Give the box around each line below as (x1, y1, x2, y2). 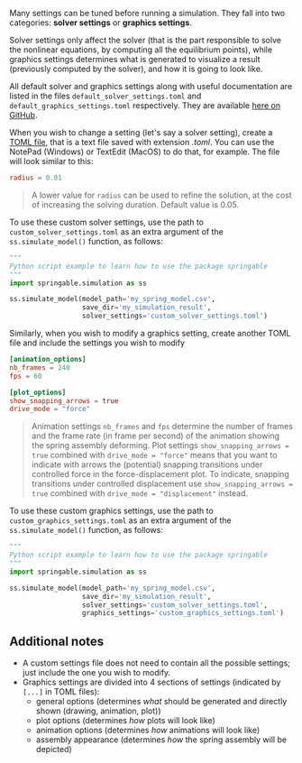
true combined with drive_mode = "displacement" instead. (31, 488, 249, 499)
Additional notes (9, 633, 105, 648)
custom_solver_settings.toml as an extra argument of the (9, 225, 224, 237)
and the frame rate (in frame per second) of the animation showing (31, 430, 280, 441)
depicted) (35, 744, 72, 755)
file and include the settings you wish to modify (9, 337, 186, 348)
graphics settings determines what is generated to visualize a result (9, 54, 261, 64)
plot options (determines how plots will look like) (35, 715, 216, 726)
